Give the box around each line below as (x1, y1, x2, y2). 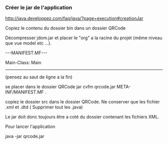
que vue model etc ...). (5, 40, 51, 46)
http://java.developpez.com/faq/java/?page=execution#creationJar (5, 16, 143, 22)
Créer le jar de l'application (5, 4, 72, 11)
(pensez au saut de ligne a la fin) (5, 74, 72, 80)
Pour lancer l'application (5, 123, 55, 129)
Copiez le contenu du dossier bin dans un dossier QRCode (5, 25, 126, 31)
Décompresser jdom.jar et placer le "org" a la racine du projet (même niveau (5, 35, 162, 41)
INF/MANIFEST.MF (5, 89, 44, 95)
